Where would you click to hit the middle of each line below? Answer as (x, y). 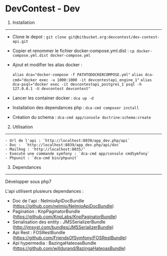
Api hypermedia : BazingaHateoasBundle (54, 243)
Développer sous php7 (28, 181)
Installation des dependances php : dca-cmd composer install (76, 107)
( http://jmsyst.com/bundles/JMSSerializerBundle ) (63, 227)
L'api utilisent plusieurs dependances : (44, 191)
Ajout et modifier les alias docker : (47, 65)
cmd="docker (25, 80)
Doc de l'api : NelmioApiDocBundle (48, 201)
